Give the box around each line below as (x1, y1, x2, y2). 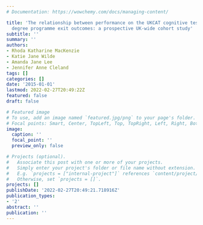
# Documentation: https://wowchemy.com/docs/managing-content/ (6, 8, 169, 15)
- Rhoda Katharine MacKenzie (6, 48, 80, 54)
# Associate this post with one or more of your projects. (6, 159, 164, 165)
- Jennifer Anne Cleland (6, 65, 69, 71)
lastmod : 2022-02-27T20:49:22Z (6, 87, 85, 93)
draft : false (6, 98, 39, 104)
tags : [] (6, 70, 28, 76)
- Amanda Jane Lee (6, 59, 53, 65)
